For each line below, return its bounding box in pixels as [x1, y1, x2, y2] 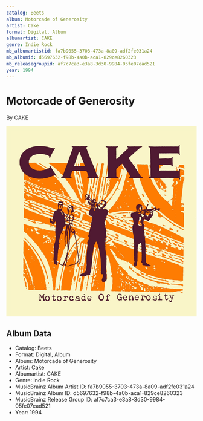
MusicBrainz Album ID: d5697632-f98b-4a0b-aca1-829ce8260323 [14, 390, 183, 397]
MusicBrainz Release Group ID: [14, 396, 92, 403]
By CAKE [6, 114, 29, 121]
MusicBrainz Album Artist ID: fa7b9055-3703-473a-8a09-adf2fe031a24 [14, 383, 195, 390]
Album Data [6, 328, 52, 339]
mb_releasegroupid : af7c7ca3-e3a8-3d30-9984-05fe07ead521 [6, 60, 155, 67]
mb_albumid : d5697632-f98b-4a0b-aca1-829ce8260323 [6, 54, 137, 60]
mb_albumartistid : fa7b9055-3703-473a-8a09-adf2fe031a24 [6, 48, 153, 54]
